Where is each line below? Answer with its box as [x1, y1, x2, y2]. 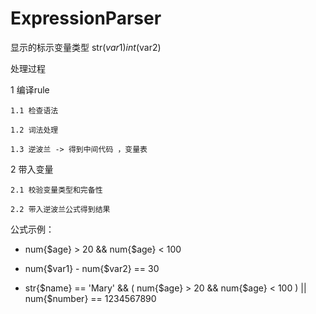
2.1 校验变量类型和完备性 [10, 185, 103, 195]
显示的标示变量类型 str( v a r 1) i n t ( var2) [10, 41, 162, 53]
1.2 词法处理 [10, 125, 59, 135]
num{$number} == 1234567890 [24, 292, 157, 304]
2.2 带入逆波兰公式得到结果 [10, 204, 111, 214]
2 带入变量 [10, 163, 54, 175]
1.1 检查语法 [10, 105, 59, 116]
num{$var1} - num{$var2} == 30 [24, 262, 160, 274]
